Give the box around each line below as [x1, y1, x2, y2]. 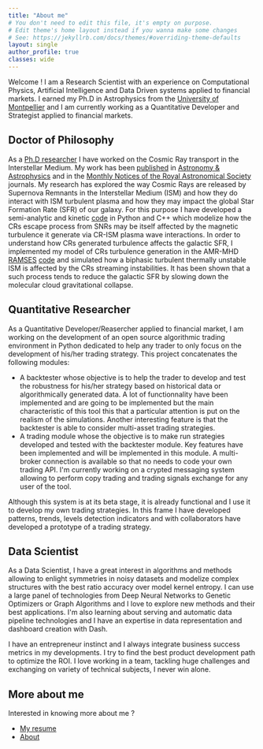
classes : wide [8, 56, 55, 64]
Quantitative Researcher [8, 303, 131, 316]
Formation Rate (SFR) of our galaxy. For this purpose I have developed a [8, 204, 243, 214]
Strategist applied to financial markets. [8, 110, 133, 120]
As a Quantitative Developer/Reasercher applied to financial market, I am [8, 324, 244, 334]
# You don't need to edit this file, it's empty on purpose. [8, 19, 213, 27]
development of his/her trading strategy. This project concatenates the [8, 348, 238, 359]
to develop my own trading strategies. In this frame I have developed [8, 505, 231, 515]
